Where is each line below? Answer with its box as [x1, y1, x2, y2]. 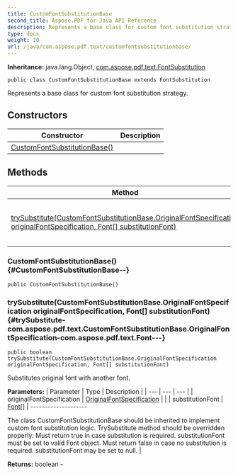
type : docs [7, 30, 40, 38]
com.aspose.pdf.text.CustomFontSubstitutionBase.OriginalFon [7, 324, 230, 334]
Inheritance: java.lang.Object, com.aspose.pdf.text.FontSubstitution [7, 63, 205, 71]
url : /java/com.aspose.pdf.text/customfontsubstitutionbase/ [7, 43, 192, 50]
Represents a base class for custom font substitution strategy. [7, 89, 188, 97]
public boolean [7, 349, 52, 356]
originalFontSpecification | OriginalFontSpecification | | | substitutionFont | [7, 395, 224, 404]
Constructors [7, 109, 68, 121]
